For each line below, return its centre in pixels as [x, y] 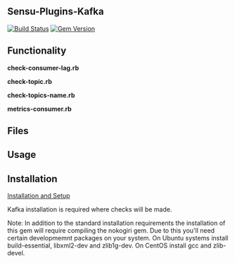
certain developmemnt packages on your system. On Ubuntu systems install [118, 238]
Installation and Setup [39, 196]
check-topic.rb [30, 81]
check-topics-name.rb [41, 95]
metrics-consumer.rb [39, 109]
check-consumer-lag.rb [43, 68]
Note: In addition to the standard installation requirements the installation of [116, 223]
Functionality [37, 51]
